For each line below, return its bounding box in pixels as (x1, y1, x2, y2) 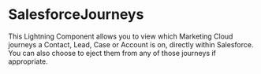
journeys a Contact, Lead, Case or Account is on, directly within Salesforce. (8, 39, 254, 49)
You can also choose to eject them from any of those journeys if (8, 48, 217, 57)
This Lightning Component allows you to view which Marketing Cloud (8, 31, 233, 41)
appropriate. (8, 57, 49, 66)
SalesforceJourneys (8, 6, 144, 24)
